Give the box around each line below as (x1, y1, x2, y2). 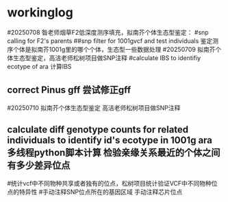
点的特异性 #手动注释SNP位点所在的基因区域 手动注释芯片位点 (7, 188, 183, 196)
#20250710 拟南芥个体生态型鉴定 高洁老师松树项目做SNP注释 (7, 104, 181, 112)
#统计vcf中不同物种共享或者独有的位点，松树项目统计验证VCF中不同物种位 (7, 179, 218, 187)
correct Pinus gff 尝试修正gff (7, 84, 131, 96)
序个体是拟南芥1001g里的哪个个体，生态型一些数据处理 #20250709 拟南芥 (7, 45, 216, 53)
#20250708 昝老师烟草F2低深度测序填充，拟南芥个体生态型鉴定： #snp (7, 28, 209, 36)
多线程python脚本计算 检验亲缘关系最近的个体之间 (7, 147, 220, 158)
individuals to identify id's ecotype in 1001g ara (7, 134, 213, 146)
